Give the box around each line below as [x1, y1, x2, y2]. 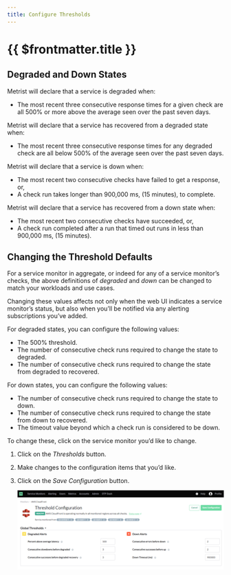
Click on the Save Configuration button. [16, 477, 130, 485]
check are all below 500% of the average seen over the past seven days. [16, 148, 224, 157]
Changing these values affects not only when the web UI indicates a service [7, 297, 222, 306]
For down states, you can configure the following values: [7, 381, 168, 390]
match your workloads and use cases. [7, 284, 115, 292]
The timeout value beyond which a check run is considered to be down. [16, 423, 220, 432]
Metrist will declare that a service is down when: [7, 162, 144, 170]
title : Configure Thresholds [7, 11, 91, 18]
